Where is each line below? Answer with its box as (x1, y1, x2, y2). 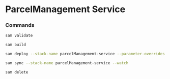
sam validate (5, 33, 33, 38)
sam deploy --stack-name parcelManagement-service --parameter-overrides (5, 52, 165, 57)
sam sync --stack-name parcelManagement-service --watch (5, 61, 129, 66)
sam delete (5, 69, 29, 74)
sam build (5, 42, 26, 48)
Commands (5, 22, 35, 29)
